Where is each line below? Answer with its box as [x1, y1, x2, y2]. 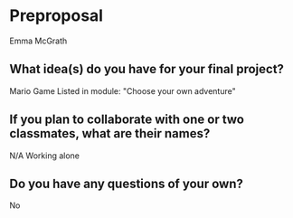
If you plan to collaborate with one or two [9, 112, 244, 128]
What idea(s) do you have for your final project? [9, 62, 285, 77]
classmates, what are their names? [9, 126, 211, 141]
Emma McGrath [9, 35, 68, 46]
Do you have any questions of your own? [9, 175, 244, 191]
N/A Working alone [9, 150, 80, 161]
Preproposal [9, 5, 104, 26]
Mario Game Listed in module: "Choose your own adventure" [9, 85, 237, 96]
